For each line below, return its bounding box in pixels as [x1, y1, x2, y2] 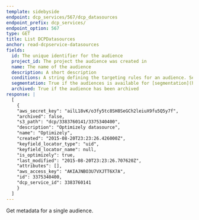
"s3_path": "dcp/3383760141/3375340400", [17, 119, 120, 125]
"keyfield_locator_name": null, [17, 146, 97, 152]
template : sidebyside [6, 8, 60, 15]
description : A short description [11, 69, 97, 75]
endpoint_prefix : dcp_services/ [6, 20, 86, 25]
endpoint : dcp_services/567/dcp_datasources [6, 14, 118, 20]
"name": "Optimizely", [17, 130, 73, 136]
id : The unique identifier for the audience [11, 53, 123, 59]
